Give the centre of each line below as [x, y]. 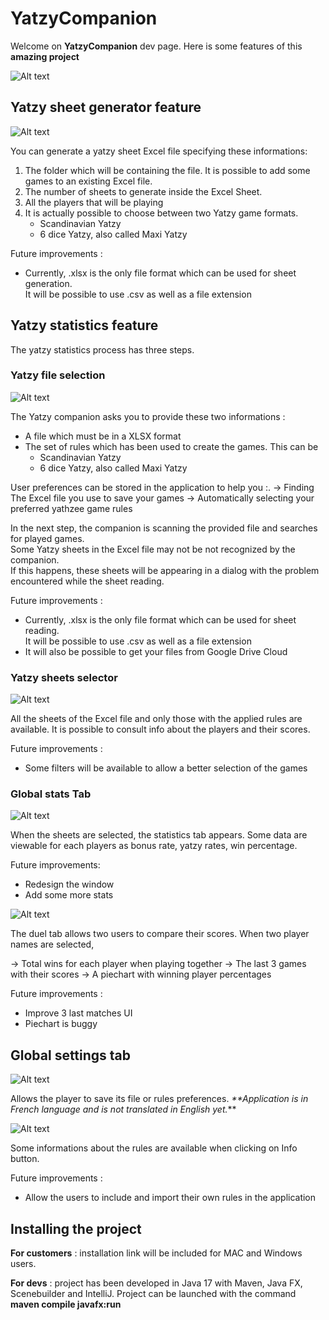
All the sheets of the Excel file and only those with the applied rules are [156, 719]
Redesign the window [69, 884]
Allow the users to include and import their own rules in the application [170, 1198]
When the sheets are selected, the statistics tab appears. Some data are [159, 835]
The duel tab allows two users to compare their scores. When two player [160, 934]
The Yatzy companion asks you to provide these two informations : [148, 416]
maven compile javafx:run [66, 1304]
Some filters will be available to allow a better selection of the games [166, 768]
